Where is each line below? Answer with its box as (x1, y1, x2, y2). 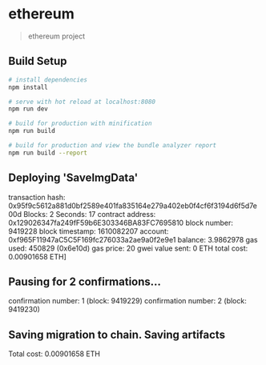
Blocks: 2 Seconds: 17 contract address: (23, 209, 156, 219)
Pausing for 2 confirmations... (8, 275, 162, 288)
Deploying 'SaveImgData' (8, 171, 139, 185)
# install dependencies (8, 75, 88, 84)
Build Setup (8, 54, 67, 68)
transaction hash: (8, 192, 66, 202)
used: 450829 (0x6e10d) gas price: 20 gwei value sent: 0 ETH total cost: (8, 243, 248, 253)
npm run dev (8, 105, 48, 113)
